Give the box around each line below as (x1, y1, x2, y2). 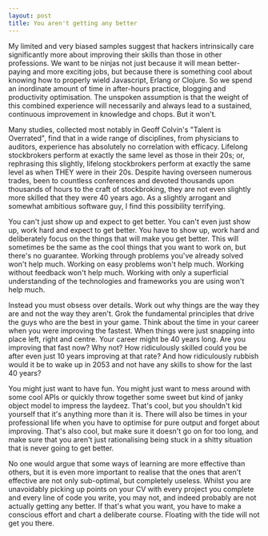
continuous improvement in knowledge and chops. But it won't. (8, 109, 217, 118)
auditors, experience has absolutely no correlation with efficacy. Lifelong (8, 142, 248, 151)
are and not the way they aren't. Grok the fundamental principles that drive (8, 309, 254, 318)
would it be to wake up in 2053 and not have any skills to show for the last (8, 359, 252, 369)
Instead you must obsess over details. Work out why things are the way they (8, 300, 260, 310)
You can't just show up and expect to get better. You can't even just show (8, 217, 251, 226)
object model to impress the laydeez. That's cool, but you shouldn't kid (8, 401, 242, 410)
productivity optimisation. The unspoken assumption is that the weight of (8, 92, 250, 102)
